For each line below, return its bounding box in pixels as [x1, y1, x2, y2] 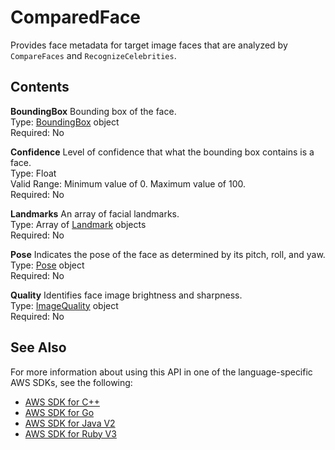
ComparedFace [10, 6, 142, 29]
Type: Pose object [10, 259, 85, 271]
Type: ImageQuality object [10, 299, 119, 311]
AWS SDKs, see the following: [10, 376, 133, 388]
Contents [10, 79, 70, 96]
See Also [10, 339, 67, 356]
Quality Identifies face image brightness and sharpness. [10, 289, 243, 301]
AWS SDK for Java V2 [24, 417, 116, 429]
